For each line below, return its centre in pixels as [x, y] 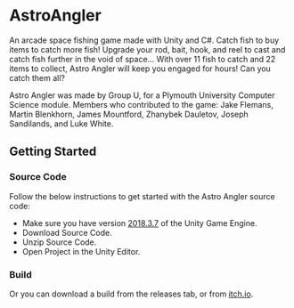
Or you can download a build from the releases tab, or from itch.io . [131, 294]
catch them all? [37, 77]
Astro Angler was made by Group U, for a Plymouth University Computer [142, 95]
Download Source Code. [67, 232]
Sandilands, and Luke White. [61, 123]
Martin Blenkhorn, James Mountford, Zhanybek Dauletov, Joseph [129, 114]
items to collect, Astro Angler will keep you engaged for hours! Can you [140, 69]
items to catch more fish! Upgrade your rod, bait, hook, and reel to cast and [147, 49]
